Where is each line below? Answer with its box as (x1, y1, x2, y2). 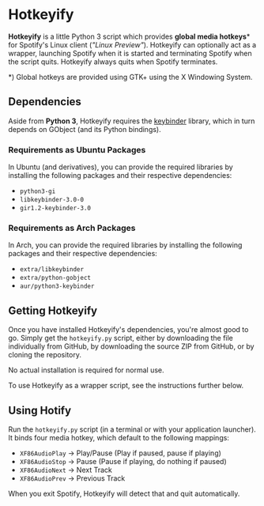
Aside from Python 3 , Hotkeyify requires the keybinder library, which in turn (8, 116, 255, 126)
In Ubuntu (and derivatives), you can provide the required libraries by (8, 162, 233, 172)
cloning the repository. (8, 350, 81, 360)
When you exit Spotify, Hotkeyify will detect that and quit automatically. (8, 489, 240, 498)
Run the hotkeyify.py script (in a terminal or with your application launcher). (8, 425, 257, 434)
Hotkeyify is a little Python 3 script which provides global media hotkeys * (8, 32, 251, 41)
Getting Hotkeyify (8, 304, 97, 317)
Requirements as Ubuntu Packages (8, 144, 146, 155)
